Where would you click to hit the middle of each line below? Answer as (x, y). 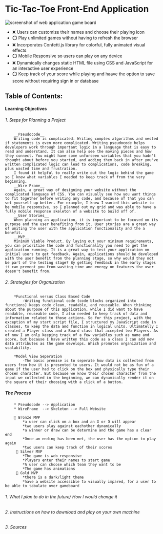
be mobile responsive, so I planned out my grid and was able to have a (81, 207)
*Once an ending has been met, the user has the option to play (89, 439)
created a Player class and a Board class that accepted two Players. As (82, 331)
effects (19, 50)
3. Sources (16, 527)
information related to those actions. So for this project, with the (78, 318)
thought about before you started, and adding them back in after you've (82, 160)
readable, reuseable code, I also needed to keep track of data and (76, 314)
